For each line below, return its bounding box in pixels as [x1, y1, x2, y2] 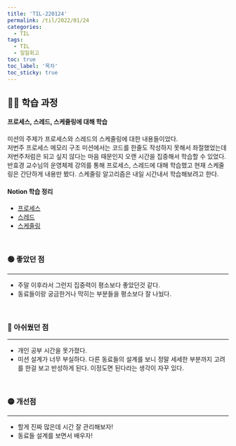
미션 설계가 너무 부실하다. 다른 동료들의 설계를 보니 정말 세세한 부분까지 [17, 355, 213, 363]
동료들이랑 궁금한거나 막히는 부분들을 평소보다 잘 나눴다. [17, 289, 172, 298]
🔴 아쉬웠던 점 [7, 322, 49, 332]
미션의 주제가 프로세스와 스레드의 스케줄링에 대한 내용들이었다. [7, 135, 178, 143]
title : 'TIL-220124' [7, 10, 68, 18]
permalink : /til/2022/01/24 [7, 17, 90, 24]
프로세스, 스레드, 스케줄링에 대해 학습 [7, 117, 107, 126]
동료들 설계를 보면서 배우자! [17, 431, 93, 440]
